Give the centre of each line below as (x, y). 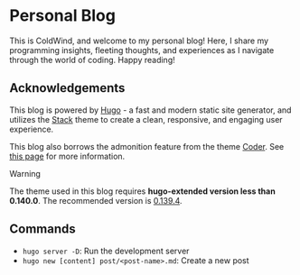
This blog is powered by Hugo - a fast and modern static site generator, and (150, 110)
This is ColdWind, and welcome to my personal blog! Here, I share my (139, 41)
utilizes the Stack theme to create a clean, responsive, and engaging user (146, 119)
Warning (25, 173)
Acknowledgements (67, 88)
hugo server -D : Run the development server (106, 251)
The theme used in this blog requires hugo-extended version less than (142, 191)
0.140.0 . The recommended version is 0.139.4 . (96, 200)
